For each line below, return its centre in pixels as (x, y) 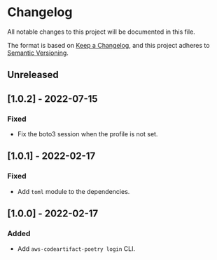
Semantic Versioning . (38, 53)
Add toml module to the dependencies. (73, 191)
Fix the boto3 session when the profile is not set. (87, 134)
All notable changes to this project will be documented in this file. (101, 32)
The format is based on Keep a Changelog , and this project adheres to (108, 45)
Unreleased (33, 75)
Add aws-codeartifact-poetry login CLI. (76, 249)
